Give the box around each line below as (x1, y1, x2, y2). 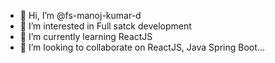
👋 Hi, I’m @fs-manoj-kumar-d (19, 10, 142, 21)
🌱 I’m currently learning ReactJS (19, 31, 153, 42)
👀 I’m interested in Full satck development (19, 20, 192, 32)
